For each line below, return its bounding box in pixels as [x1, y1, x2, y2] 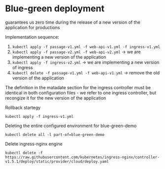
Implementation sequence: [5, 34, 59, 40]
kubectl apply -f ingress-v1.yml [5, 114, 74, 119]
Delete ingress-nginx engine [5, 141, 63, 147]
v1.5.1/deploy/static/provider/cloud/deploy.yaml [5, 159, 109, 164]
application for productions [5, 24, 60, 30]
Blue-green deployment [5, 3, 105, 14]
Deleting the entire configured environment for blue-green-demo [5, 123, 137, 129]
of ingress [12, 65, 33, 70]
